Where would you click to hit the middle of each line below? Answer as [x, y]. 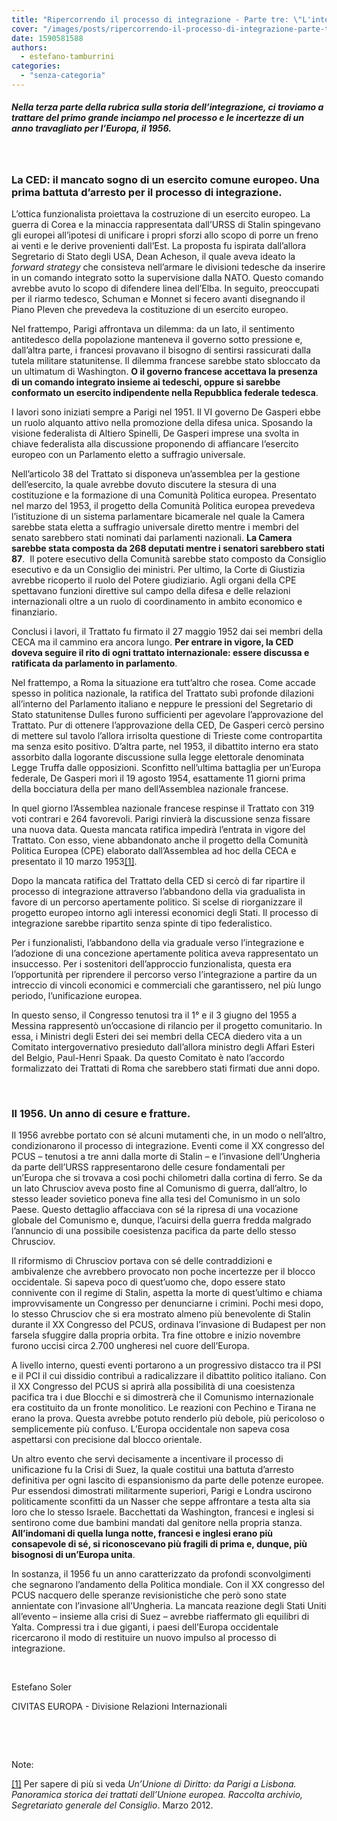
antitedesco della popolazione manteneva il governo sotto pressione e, [157, 340]
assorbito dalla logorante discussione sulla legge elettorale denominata [158, 757]
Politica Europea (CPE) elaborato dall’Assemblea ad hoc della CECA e [154, 851]
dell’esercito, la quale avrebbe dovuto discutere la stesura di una [144, 485]
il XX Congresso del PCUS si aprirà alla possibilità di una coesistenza [153, 1387]
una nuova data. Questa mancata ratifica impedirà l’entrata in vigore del [158, 830]
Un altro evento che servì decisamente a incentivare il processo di [147, 1459]
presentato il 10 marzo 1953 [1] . [74, 862]
